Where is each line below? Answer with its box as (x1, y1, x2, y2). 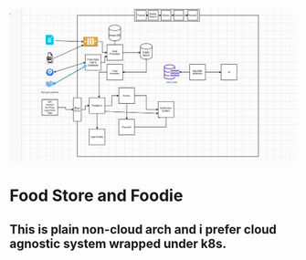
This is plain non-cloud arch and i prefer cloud (9, 222, 277, 237)
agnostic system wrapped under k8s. (9, 235, 227, 251)
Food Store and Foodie (9, 185, 184, 206)
